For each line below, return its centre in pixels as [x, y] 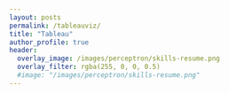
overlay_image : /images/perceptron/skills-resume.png [118, 58]
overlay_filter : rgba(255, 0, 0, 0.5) [89, 67]
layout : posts [36, 17]
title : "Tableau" [41, 34]
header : [24, 50]
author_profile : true [49, 42]
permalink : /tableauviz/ [55, 26]
